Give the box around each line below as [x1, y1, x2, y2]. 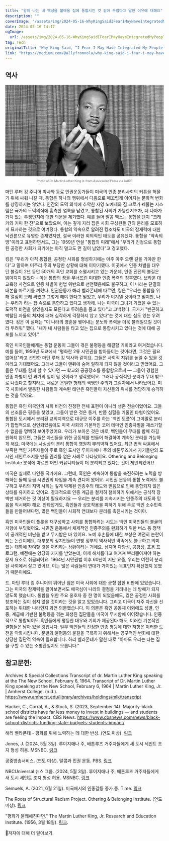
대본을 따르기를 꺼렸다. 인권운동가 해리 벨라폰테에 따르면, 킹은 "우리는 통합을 [5, 287, 155, 293]
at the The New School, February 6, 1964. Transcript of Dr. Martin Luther [5, 678, 155, 684]
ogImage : [5, 29, 24, 35]
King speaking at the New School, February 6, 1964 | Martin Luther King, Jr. [5, 683, 162, 689]
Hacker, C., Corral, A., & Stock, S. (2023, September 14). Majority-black [5, 703, 153, 709]
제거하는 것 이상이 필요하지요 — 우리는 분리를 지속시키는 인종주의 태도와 [14, 495, 156, 501]
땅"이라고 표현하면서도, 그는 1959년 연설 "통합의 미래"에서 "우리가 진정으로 [5, 239, 152, 245]
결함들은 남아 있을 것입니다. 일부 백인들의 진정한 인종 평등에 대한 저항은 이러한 [5, 624, 158, 630]
